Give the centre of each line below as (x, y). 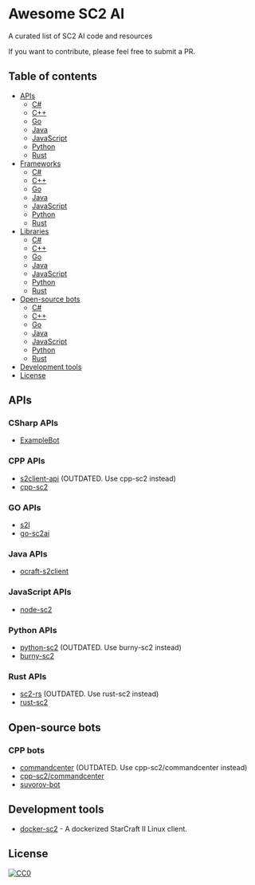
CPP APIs (27, 461)
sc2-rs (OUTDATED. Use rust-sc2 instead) (89, 694)
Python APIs (33, 630)
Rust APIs (27, 676)
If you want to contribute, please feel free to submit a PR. (102, 51)
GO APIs (25, 507)
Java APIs (28, 553)
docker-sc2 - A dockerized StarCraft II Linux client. (103, 828)
